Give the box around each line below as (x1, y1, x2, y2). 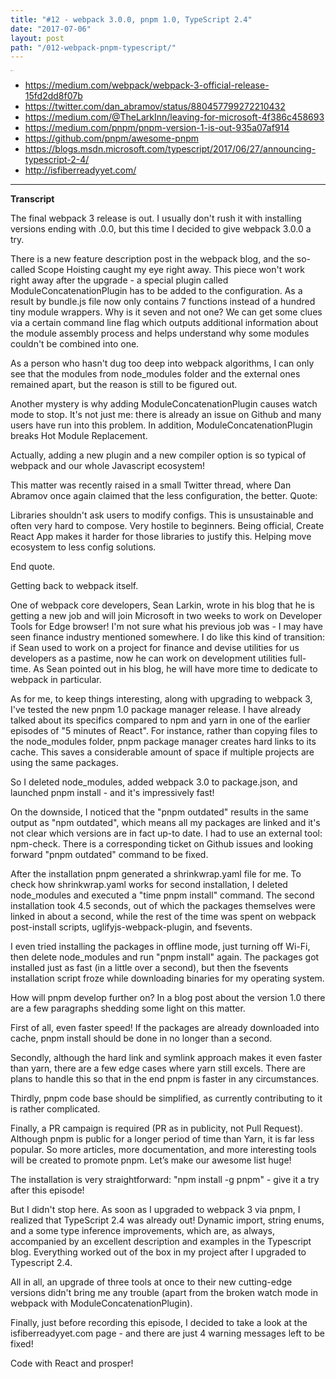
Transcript (10, 193, 55, 205)
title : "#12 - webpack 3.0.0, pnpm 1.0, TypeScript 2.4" (10, 14, 253, 25)
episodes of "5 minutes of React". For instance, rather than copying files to (10, 725, 318, 737)
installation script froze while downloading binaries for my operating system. (10, 972, 325, 985)
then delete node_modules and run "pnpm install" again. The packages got (10, 951, 320, 963)
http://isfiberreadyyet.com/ (24, 164, 137, 176)
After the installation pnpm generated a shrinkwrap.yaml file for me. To (10, 868, 302, 880)
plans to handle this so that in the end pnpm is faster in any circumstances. (10, 1073, 320, 1085)
